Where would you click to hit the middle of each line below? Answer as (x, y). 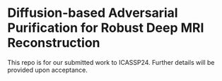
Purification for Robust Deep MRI (106, 28)
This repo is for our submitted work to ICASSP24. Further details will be (111, 62)
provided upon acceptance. (48, 70)
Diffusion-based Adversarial (93, 13)
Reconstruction (54, 43)
